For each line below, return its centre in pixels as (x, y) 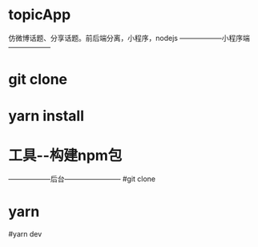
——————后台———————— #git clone (82, 179)
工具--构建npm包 (65, 155)
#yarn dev (25, 234)
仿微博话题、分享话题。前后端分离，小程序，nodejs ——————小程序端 (129, 38)
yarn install (46, 116)
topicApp (40, 15)
